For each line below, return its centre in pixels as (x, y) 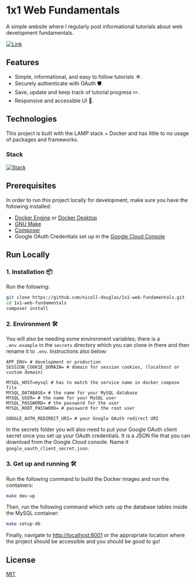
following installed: (29, 206)
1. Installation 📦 (29, 272)
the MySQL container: (33, 513)
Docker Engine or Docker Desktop (56, 217)
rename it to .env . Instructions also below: (57, 351)
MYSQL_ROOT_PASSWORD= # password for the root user (70, 409)
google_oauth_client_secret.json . (48, 448)
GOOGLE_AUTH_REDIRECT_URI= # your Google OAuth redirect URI (82, 419)
